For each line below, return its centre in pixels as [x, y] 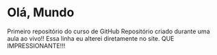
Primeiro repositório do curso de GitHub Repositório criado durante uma [108, 31]
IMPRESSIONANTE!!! [36, 45]
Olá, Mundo [41, 13]
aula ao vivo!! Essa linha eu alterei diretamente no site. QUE [91, 38]
